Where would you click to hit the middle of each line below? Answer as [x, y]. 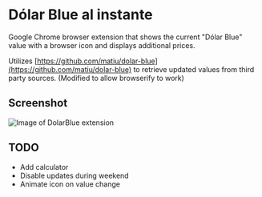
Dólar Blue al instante [81, 15]
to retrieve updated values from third [194, 69]
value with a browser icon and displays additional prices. [102, 45]
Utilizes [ [23, 61]
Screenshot [38, 103]
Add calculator [44, 167]
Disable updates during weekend [75, 175]
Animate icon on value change [70, 184]
